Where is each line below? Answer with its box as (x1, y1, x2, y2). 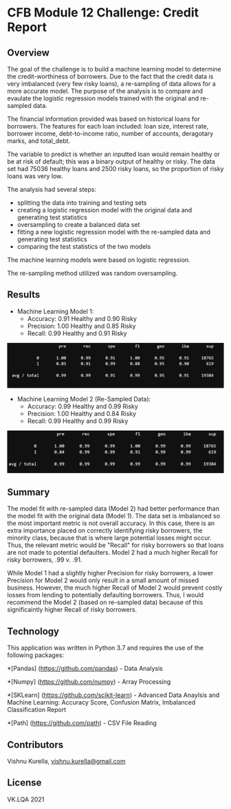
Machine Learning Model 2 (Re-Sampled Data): (16, 395, 151, 403)
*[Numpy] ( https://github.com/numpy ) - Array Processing (7, 678, 171, 686)
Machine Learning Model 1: (16, 307, 94, 315)
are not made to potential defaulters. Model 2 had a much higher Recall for (7, 548, 219, 557)
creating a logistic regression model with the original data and (16, 206, 192, 214)
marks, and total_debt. (7, 137, 71, 145)
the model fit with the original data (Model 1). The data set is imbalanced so (7, 512, 221, 520)
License (7, 777, 42, 788)
